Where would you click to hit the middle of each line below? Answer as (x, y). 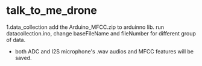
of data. (16, 40)
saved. (23, 58)
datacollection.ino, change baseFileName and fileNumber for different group (101, 33)
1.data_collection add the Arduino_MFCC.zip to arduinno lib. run (85, 27)
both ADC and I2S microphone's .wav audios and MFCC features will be (104, 51)
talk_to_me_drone (52, 10)
